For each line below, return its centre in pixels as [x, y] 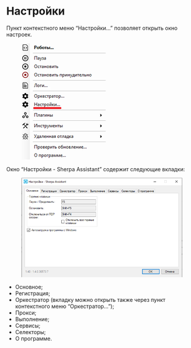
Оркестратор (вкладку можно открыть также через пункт [90, 299]
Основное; [29, 287]
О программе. [34, 338]
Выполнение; [32, 319]
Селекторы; [30, 332]
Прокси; [25, 312]
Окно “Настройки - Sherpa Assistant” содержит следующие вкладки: [96, 169]
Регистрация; [32, 293]
